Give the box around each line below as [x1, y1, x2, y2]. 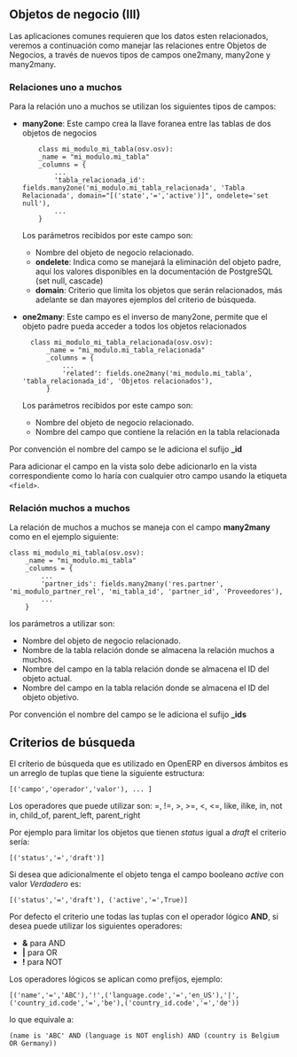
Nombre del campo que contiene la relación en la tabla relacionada [35, 427, 281, 438]
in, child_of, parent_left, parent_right [9, 810, 141, 820]
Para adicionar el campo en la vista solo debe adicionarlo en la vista [9, 461, 257, 472]
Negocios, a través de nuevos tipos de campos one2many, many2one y [9, 49, 271, 60]
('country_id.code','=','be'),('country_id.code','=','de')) [9, 999, 240, 1008]
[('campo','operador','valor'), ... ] [9, 785, 152, 794]
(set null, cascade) [35, 276, 104, 286]
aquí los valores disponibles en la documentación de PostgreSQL [35, 266, 273, 277]
